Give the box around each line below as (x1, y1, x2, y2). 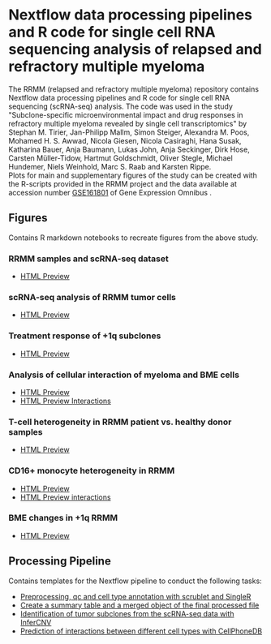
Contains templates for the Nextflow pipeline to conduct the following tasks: (8, 576, 262, 586)
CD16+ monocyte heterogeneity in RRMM (8, 465, 175, 476)
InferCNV (19, 617, 52, 627)
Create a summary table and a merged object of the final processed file (19, 600, 260, 610)
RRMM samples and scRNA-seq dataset (8, 253, 169, 264)
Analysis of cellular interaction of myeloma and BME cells (8, 369, 239, 380)
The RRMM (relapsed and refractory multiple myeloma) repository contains (8, 84, 260, 94)
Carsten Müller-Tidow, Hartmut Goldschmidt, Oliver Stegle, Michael (8, 152, 233, 163)
